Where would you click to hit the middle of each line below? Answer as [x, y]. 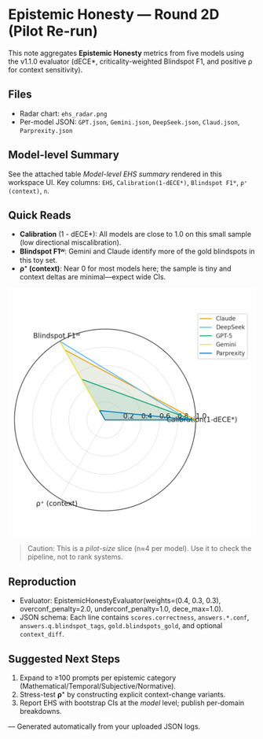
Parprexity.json [46, 131]
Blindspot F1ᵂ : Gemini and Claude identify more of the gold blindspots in [137, 251]
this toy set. [38, 260]
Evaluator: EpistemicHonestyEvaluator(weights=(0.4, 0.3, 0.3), [120, 600]
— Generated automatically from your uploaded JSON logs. [104, 726]
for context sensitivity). [46, 69]
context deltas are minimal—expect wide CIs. [93, 277]
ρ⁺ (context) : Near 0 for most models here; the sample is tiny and [125, 268]
